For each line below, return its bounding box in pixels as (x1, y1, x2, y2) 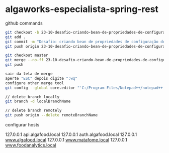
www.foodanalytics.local (5, 142, 56, 148)
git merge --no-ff (5, 58, 44, 63)
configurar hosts (5, 122, 40, 128)
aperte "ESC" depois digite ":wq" (5, 76, 78, 81)
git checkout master (5, 53, 49, 58)
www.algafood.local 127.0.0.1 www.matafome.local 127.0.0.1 (5, 137, 127, 143)
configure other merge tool (5, 80, 64, 86)
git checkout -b (5, 30, 39, 35)
